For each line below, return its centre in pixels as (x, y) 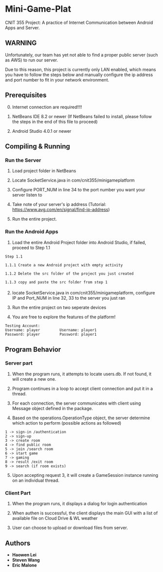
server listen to (27, 195)
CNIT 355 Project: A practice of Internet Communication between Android (79, 22)
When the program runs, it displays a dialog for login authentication (80, 504)
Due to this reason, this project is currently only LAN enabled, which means (81, 69)
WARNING (21, 43)
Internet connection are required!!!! (47, 107)
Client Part (18, 493)
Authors (18, 543)
